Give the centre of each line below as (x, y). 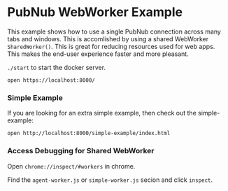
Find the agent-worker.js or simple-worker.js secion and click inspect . (110, 180)
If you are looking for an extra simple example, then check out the (102, 113)
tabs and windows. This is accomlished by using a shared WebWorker (108, 38)
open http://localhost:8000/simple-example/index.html (89, 134)
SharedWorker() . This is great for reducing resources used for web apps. (111, 46)
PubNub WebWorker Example (95, 12)
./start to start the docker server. (57, 67)
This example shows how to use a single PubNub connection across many (114, 31)
